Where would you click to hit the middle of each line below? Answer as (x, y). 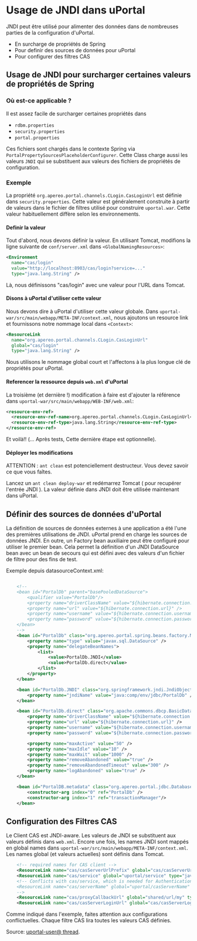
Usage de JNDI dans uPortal (76, 10)
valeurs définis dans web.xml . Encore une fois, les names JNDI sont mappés (97, 842)
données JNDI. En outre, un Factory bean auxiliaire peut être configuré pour (98, 541)
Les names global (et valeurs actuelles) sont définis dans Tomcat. (85, 854)
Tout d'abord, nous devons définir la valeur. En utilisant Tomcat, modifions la (98, 240)
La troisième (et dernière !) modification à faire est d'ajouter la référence (93, 395)
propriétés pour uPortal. (35, 368)
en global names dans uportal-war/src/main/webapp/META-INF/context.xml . (97, 848)
